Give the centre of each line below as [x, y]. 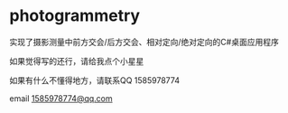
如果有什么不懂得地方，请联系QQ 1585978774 [95, 80]
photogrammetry [75, 16]
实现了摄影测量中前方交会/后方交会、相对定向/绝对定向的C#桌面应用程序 [144, 42]
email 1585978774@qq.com [61, 98]
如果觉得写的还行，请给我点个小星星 [77, 61]
